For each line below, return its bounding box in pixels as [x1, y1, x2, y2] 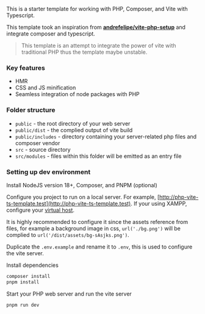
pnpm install [6, 278, 40, 285]
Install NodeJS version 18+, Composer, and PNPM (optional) [6, 181, 157, 189]
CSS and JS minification [15, 84, 76, 91]
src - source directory [15, 146, 71, 153]
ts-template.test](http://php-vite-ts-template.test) [6, 200, 131, 207]
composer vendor [15, 139, 60, 146]
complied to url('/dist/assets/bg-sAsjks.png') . [6, 231, 129, 238]
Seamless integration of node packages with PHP [15, 91, 140, 98]
